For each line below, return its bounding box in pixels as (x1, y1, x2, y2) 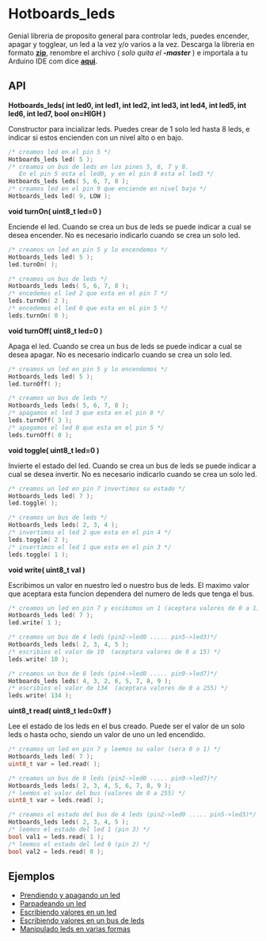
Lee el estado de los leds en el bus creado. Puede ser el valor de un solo (8, 721, 245, 731)
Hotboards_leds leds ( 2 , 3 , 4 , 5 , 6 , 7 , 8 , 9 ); (8, 782, 172, 789)
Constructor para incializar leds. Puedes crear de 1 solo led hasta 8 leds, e (8, 124, 251, 133)
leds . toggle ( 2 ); (8, 536, 69, 543)
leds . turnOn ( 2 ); (8, 297, 69, 305)
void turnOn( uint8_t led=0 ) (8, 206, 102, 216)
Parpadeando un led (19, 899, 87, 908)
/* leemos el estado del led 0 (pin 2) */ (8, 840, 150, 848)
